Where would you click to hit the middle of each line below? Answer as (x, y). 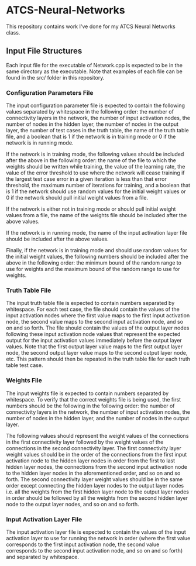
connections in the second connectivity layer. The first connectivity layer (94, 448)
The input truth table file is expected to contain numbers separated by (90, 303)
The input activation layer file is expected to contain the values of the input (96, 532)
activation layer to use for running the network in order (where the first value (98, 538)
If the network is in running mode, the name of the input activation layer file (97, 233)
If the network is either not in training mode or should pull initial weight (91, 209)
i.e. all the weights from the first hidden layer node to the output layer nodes (97, 492)
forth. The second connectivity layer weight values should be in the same (94, 479)
